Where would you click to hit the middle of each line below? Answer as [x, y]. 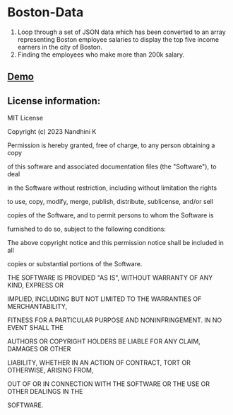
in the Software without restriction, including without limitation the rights [112, 188]
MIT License [25, 118]
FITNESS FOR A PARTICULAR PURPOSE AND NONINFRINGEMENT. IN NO [115, 320]
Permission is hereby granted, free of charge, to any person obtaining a [111, 145]
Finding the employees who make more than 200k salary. [101, 55]
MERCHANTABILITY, [37, 307]
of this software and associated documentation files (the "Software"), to [112, 166]
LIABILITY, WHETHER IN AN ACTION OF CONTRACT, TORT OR [99, 363]
